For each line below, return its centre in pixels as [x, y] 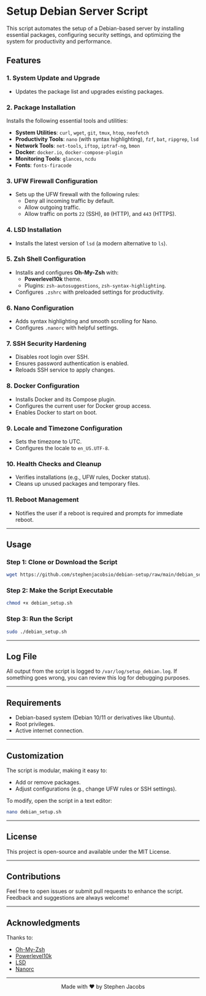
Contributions [33, 877]
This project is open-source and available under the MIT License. [89, 851]
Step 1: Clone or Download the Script [62, 562]
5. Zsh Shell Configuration [46, 259]
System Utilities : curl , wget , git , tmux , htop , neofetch [82, 132]
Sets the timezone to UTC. [48, 442]
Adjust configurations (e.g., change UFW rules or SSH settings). [96, 789]
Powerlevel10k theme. [53, 279]
